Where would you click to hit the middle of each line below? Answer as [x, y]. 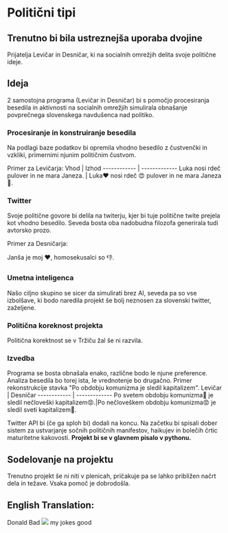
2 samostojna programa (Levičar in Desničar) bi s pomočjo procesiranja [108, 100]
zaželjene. [22, 307]
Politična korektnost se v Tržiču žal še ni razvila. [75, 340]
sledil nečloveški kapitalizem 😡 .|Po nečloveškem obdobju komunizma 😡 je [112, 403]
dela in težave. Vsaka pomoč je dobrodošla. [69, 483]
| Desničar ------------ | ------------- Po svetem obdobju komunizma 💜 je [111, 395]
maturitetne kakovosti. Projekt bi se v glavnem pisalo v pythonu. [99, 438]
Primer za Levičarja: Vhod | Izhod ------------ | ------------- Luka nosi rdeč [114, 168]
